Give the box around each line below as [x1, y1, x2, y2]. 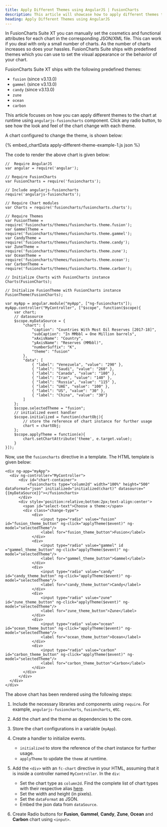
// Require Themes [5, 214, 43, 219]
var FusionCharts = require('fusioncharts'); [5, 179, 101, 184]
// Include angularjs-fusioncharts [5, 188, 79, 193]
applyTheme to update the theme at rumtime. [19, 756, 108, 762]
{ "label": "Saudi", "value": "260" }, [31, 367, 114, 372]
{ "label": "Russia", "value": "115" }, [31, 380, 117, 385]
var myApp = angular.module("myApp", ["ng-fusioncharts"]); [5, 301, 133, 306]
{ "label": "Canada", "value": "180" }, [31, 371, 117, 376]
